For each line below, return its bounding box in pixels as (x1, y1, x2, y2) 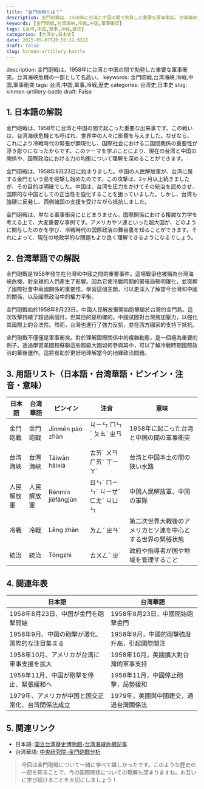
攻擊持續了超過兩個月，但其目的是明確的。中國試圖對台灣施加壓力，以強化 (11, 313, 198, 321)
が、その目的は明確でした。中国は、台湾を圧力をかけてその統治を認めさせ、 (6, 183, 198, 190)
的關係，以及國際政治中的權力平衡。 (6, 293, 97, 301)
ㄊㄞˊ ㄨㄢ (90, 449, 118, 457)
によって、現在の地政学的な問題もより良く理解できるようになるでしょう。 (11, 233, 197, 241)
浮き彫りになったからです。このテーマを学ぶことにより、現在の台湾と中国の (6, 147, 197, 154)
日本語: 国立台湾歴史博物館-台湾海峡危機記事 (15, 740, 127, 748)
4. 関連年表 (6, 578, 48, 589)
